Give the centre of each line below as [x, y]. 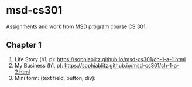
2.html [22, 72]
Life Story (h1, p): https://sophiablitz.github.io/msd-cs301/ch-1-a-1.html [100, 59]
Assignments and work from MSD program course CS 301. [77, 26]
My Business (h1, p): [39, 65]
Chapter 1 [24, 45]
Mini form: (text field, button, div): [55, 78]
